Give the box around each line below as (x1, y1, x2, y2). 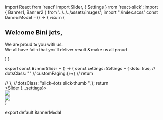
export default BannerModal (5, 109, 62, 115)
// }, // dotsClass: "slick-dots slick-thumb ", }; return (5, 80, 109, 86)
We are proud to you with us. (5, 41, 63, 47)
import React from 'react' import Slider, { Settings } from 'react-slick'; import (5, 4, 158, 10)
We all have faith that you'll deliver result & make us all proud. (5, 46, 128, 52)
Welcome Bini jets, (5, 29, 63, 37)
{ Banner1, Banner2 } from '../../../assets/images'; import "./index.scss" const (5, 9, 158, 15)
